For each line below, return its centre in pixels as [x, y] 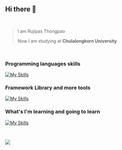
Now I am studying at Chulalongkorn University [67, 41]
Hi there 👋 [21, 9]
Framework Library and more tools [48, 88]
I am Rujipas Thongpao [41, 31]
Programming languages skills [43, 63]
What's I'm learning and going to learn [53, 112]
